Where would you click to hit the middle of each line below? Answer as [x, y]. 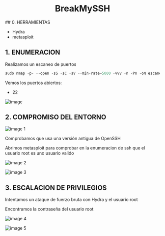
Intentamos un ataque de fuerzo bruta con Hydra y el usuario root [72, 200]
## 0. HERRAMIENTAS [28, 22]
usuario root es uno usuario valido [40, 153]
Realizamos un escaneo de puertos [41, 64]
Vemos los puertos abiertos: [34, 83]
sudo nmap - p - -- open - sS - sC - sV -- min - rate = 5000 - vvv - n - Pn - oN [76, 73]
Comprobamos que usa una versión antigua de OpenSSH [63, 139]
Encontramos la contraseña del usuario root [49, 209]
